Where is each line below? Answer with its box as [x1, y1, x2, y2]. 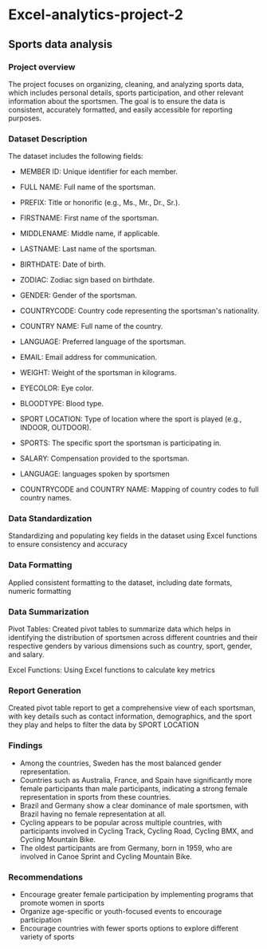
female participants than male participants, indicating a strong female [19, 784, 248, 793]
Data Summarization [8, 606, 89, 617]
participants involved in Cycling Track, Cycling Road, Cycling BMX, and [19, 826, 253, 836]
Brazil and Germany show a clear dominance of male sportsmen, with [19, 801, 249, 810]
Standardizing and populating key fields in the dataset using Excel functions [8, 531, 257, 540]
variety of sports [19, 931, 75, 941]
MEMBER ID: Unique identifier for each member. [19, 167, 178, 176]
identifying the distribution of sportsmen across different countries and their [8, 633, 258, 643]
